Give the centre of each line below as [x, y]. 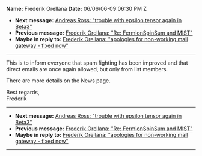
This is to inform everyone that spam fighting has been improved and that [97, 63]
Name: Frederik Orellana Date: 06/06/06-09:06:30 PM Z [77, 9]
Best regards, [23, 92]
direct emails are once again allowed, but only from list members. [87, 69]
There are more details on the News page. [58, 81]
